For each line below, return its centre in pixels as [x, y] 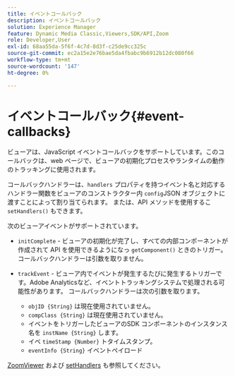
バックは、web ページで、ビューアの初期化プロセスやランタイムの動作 [122, 161]
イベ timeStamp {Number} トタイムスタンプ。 [92, 341]
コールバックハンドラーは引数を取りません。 [82, 259]
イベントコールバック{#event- [96, 116]
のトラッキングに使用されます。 [54, 169]
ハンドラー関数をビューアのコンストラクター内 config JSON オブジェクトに [116, 193]
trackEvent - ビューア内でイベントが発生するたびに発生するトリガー [117, 274]
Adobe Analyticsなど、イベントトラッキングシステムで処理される [124, 282]
